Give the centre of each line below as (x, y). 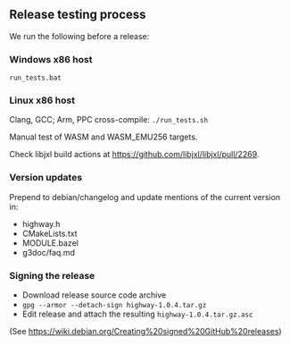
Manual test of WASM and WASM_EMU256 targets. (104, 137)
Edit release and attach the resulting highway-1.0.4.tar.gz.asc (137, 314)
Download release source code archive (94, 295)
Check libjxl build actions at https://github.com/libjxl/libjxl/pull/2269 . (134, 155)
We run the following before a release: (79, 36)
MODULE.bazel (50, 243)
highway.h (41, 223)
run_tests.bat (36, 78)
